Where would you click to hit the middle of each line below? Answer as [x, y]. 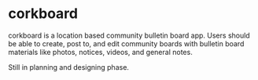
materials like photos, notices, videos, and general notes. [100, 52]
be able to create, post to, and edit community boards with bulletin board [126, 43]
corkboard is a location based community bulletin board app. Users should [129, 35]
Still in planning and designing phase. [69, 67]
